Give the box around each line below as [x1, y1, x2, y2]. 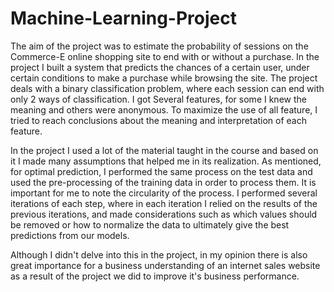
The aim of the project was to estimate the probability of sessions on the [10, 40, 309, 52]
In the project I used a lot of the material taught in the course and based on [10, 144, 319, 156]
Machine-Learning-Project [10, 7, 237, 30]
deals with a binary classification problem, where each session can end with [10, 82, 325, 94]
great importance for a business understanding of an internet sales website [10, 259, 321, 271]
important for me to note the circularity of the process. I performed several [10, 187, 318, 199]
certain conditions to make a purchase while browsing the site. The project [10, 72, 318, 84]
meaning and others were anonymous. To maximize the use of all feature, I [10, 103, 318, 116]
